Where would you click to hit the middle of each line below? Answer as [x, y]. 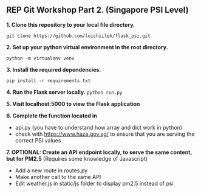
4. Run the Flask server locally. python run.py [64, 92]
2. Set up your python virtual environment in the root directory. [87, 47]
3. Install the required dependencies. [54, 69]
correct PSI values [38, 140]
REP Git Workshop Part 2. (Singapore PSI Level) [98, 10]
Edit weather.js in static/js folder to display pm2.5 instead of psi [94, 183]
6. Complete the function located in [52, 116]
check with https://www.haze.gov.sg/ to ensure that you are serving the [105, 134]
